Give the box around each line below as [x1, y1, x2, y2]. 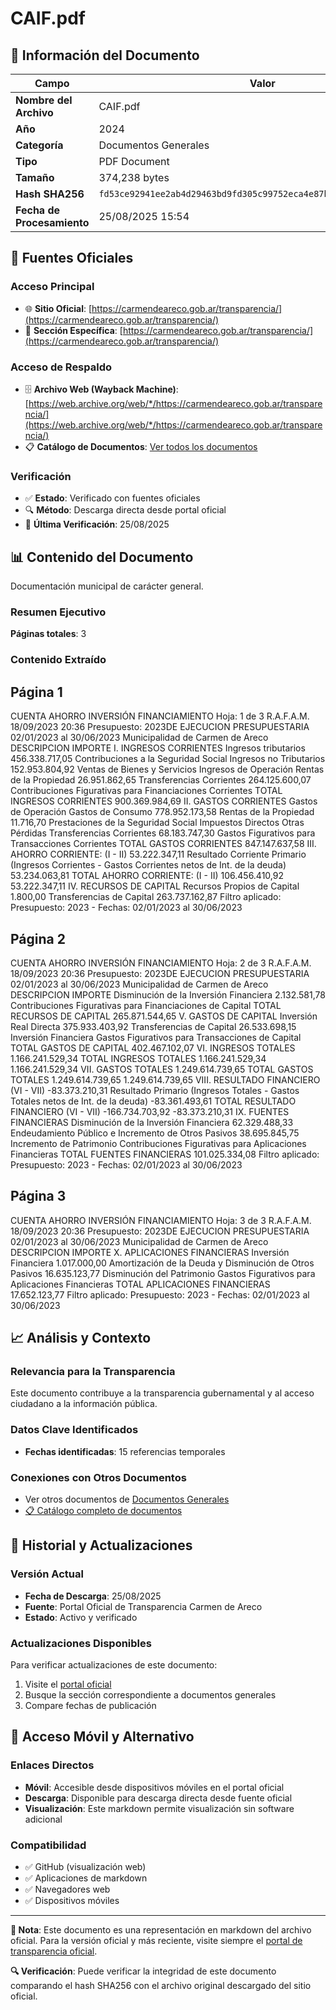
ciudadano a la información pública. [10, 1398, 158, 1410]
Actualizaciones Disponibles [10, 1636, 152, 1650]
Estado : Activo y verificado [24, 1611, 138, 1623]
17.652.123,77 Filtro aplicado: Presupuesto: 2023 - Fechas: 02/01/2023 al [10, 1288, 310, 1301]
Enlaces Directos [10, 1758, 95, 1772]
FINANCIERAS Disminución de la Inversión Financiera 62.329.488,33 [10, 1116, 294, 1128]
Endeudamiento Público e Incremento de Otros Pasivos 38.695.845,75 [10, 1127, 300, 1139]
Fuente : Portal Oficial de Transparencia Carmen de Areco [24, 1600, 263, 1612]
